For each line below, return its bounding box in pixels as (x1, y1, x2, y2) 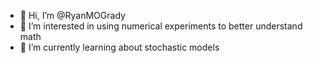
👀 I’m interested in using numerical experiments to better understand (19, 20, 303, 32)
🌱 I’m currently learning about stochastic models (19, 41, 220, 53)
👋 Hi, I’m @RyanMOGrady (19, 10, 126, 21)
